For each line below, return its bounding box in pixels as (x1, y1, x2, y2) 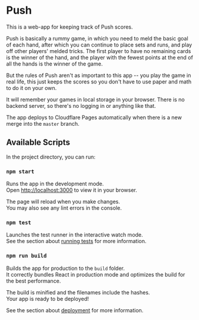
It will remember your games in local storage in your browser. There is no (6, 96, 185, 103)
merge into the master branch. (6, 120, 80, 127)
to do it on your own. (6, 84, 57, 91)
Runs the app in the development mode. (6, 180, 104, 188)
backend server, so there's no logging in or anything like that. (6, 102, 156, 109)
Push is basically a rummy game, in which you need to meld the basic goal (6, 35, 188, 42)
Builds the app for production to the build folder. (6, 265, 125, 272)
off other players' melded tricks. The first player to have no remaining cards (6, 47, 191, 54)
